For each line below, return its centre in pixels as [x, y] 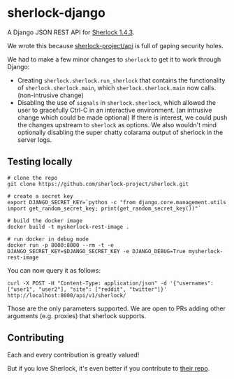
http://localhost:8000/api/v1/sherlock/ [67, 295]
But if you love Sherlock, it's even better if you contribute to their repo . [109, 368]
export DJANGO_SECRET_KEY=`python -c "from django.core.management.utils [117, 202]
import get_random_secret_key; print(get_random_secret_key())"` [104, 208]
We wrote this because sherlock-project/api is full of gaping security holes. [115, 45]
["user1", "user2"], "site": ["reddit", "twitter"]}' [87, 289]
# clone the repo [32, 178]
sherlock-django [57, 13]
